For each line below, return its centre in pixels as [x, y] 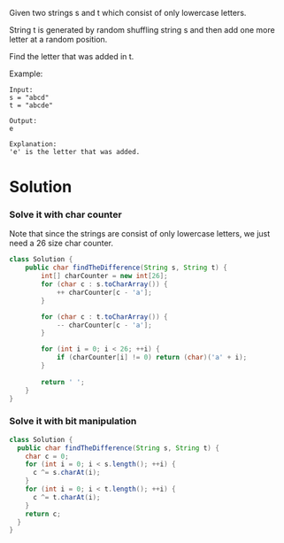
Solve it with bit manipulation [73, 422]
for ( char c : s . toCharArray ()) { [104, 284]
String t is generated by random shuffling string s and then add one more [142, 30]
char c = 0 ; [47, 456]
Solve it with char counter [65, 214]
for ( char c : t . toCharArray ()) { [104, 317]
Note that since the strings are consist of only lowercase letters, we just [140, 234]
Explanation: [33, 144]
